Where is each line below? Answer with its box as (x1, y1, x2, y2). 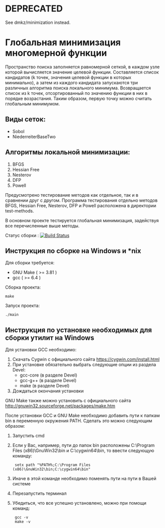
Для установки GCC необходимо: (5, 347, 77, 353)
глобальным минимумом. (5, 100, 60, 107)
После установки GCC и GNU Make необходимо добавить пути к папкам (5, 413, 160, 419)
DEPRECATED (5, 3, 63, 14)
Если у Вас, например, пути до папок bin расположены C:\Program (12, 443, 155, 449)
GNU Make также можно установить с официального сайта (5, 398, 131, 404)
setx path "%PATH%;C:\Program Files (14, 462, 91, 467)
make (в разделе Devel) (19, 383, 70, 389)
